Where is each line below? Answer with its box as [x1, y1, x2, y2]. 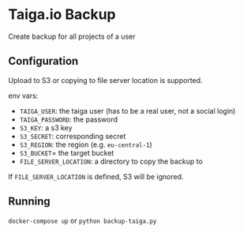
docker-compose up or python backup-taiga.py [8, 216, 157, 225]
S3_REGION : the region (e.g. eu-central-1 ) [19, 140, 152, 149]
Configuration [8, 54, 79, 68]
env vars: [8, 91, 39, 100]
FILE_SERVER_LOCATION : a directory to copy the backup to [19, 156, 204, 166]
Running [8, 195, 51, 209]
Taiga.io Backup [8, 6, 116, 24]
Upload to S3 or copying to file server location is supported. [8, 75, 203, 85]
